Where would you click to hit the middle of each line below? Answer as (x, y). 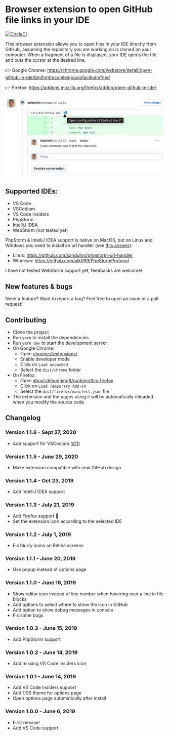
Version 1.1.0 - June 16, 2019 (41, 583)
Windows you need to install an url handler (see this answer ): (69, 246)
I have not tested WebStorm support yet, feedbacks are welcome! (74, 271)
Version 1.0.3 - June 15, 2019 (41, 628)
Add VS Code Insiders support (44, 687)
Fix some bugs (28, 615)
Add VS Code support (35, 728)
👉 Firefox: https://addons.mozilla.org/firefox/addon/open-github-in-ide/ (81, 88)
